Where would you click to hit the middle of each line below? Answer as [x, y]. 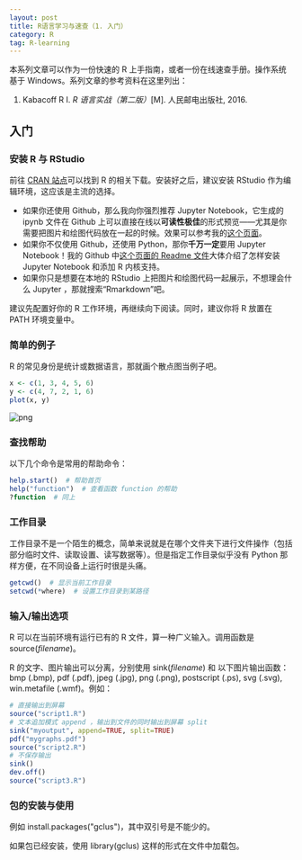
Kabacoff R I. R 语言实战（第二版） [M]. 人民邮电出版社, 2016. [135, 100]
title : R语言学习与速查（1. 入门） [68, 26]
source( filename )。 [45, 649]
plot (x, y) [30, 400]
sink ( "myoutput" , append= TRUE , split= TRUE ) [92, 730]
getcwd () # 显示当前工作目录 [61, 583]
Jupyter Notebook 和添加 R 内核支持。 [93, 266]
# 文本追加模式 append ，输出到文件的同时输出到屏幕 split [109, 722]
